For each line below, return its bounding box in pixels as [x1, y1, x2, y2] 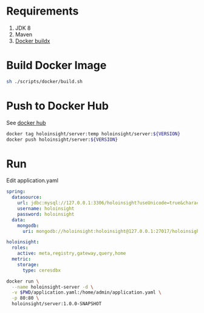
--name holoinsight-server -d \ [12, 284, 94, 290]
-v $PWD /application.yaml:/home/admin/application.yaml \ [12, 289, 162, 295]
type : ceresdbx [22, 267, 61, 274]
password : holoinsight [17, 211, 75, 217]
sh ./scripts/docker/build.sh [6, 78, 83, 84]
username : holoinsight [17, 206, 75, 212]
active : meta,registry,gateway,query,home [17, 251, 126, 257]
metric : [12, 256, 32, 262]
